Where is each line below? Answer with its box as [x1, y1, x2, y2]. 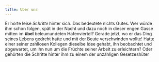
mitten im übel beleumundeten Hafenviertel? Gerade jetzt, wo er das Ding [5, 31, 152, 36]
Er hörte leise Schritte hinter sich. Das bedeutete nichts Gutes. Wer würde [5, 20, 153, 26]
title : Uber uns [5, 7, 38, 12]
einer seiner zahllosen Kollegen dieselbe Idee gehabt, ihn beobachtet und [5, 41, 152, 46]
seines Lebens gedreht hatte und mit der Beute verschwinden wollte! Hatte [5, 36, 155, 42]
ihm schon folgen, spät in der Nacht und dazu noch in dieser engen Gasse [5, 25, 154, 31]
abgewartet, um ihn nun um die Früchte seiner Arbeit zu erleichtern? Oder [5, 46, 153, 52]
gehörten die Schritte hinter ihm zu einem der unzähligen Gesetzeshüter [5, 51, 149, 57]
